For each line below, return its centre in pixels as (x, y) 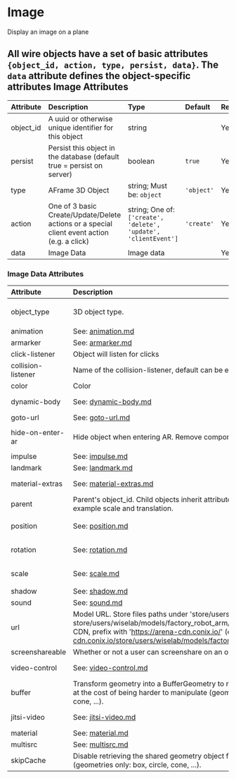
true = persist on (76, 165)
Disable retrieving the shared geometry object (149, 756)
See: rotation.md (100, 550)
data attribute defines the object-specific (99, 76)
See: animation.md (104, 331)
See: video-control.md (110, 668)
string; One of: (151, 209)
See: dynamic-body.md (112, 402)
